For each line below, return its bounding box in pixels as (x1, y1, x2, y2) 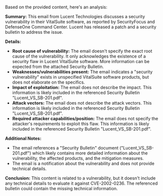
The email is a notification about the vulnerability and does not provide (12, 161, 155, 166)
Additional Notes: (5, 135, 42, 141)
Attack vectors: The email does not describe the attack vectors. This (12, 100, 152, 106)
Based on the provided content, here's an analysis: (5, 4, 108, 10)
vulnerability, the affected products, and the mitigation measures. (12, 155, 144, 161)
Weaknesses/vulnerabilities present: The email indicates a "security (12, 69, 153, 75)
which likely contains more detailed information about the (32, 150, 148, 156)
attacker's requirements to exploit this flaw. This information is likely (12, 121, 149, 127)
